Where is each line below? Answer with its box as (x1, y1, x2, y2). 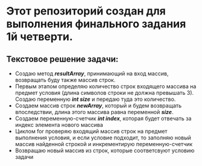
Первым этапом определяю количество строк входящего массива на (15, 83, 197, 90)
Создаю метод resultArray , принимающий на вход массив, (15, 70, 169, 77)
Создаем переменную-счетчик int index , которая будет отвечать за (15, 115, 192, 122)
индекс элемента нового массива (15, 121, 103, 128)
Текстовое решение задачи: (6, 54, 119, 64)
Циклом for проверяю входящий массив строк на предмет (15, 128, 168, 135)
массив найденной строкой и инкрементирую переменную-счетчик (15, 141, 193, 147)
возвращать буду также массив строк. (15, 77, 116, 83)
